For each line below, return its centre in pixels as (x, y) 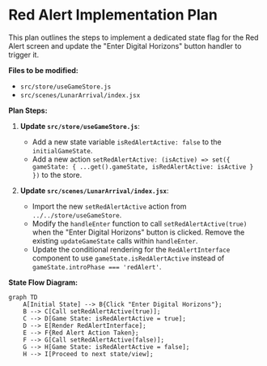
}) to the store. (57, 174)
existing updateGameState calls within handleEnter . (115, 240)
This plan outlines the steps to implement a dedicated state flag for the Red (133, 37)
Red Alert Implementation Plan (113, 15)
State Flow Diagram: (43, 282)
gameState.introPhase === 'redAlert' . (97, 266)
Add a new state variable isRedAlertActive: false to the (127, 142)
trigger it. (23, 54)
